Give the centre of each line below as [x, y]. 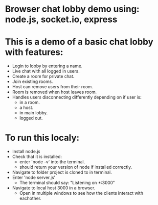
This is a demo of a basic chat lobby [79, 42]
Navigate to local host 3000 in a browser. [54, 188]
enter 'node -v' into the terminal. [52, 162]
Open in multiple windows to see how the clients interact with [81, 193]
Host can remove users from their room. [52, 87]
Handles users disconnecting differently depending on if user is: [77, 97]
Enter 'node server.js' [34, 178]
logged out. [31, 118]
